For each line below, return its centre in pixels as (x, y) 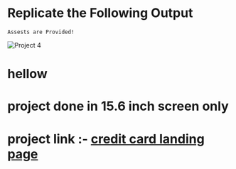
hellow (27, 74)
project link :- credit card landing (106, 139)
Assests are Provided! (41, 32)
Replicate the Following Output (100, 13)
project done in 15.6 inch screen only (118, 106)
